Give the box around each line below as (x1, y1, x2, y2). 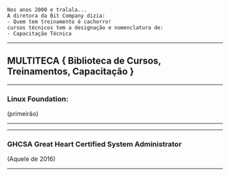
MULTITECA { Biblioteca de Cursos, (7, 55, 162, 67)
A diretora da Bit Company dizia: (7, 12, 106, 19)
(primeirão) (7, 110, 39, 118)
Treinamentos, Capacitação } (7, 65, 135, 78)
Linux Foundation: (7, 94, 68, 104)
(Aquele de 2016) (7, 155, 56, 163)
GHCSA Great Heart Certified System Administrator (7, 140, 182, 149)
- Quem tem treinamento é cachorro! (7, 18, 112, 25)
